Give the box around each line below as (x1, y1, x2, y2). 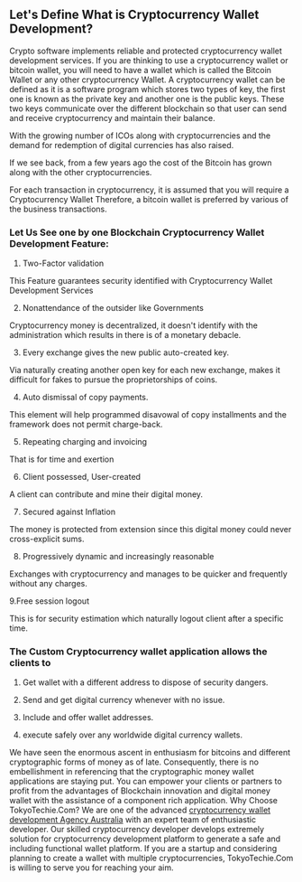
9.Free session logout (9, 596, 90, 606)
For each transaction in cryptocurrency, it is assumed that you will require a (9, 184, 289, 195)
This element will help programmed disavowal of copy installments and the (9, 409, 287, 420)
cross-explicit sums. (9, 533, 85, 545)
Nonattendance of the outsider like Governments (22, 303, 205, 314)
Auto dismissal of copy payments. (22, 392, 149, 403)
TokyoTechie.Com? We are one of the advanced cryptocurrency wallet (9, 804, 271, 816)
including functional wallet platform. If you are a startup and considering (9, 843, 278, 854)
